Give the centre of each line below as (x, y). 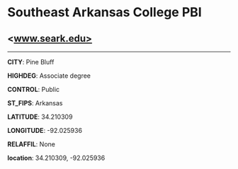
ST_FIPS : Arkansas (35, 103)
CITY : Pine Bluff (31, 62)
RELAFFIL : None (31, 144)
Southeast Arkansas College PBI (104, 12)
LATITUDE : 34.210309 (40, 117)
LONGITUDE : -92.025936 (45, 130)
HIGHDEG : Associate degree (49, 76)
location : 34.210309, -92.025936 (56, 158)
